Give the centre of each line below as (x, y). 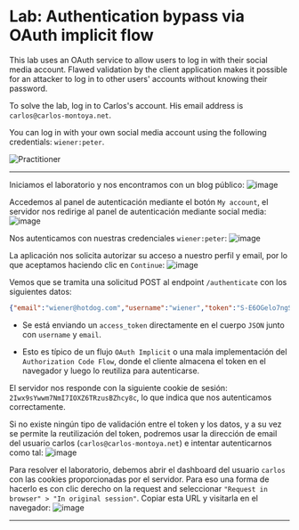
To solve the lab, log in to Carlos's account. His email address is (126, 105)
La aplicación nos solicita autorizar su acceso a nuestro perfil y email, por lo (149, 255)
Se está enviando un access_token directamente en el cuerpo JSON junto (153, 325)
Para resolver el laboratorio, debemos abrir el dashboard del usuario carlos (148, 469)
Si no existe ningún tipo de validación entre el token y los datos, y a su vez (145, 424)
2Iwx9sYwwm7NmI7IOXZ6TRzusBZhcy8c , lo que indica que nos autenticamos (141, 397)
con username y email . (62, 334)
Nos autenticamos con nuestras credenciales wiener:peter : (118, 238)
